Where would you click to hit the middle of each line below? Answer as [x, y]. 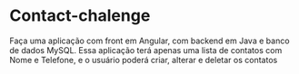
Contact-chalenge [80, 16]
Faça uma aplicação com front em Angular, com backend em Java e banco [149, 41]
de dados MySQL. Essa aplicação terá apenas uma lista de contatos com [146, 50]
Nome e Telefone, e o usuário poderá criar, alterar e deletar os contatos [144, 60]
